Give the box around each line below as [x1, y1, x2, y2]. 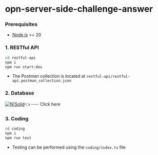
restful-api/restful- [86, 74, 130, 79]
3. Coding [5, 115, 29, 122]
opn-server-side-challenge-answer [5, 3, 153, 15]
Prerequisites [5, 21, 38, 28]
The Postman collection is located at [12, 73, 85, 79]
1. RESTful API [5, 44, 39, 51]
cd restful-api [5, 55, 36, 60]
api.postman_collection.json [12, 78, 72, 84]
